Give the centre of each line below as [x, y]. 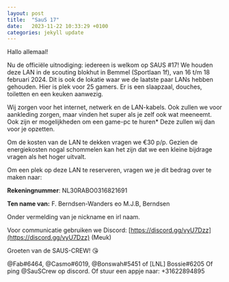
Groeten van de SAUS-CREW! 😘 [53, 251]
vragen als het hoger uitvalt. [47, 157]
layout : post [26, 13]
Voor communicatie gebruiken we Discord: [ [69, 230]
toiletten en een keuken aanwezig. [55, 94]
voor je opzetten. [31, 129]
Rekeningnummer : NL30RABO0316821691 [67, 191]
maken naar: [25, 178]
